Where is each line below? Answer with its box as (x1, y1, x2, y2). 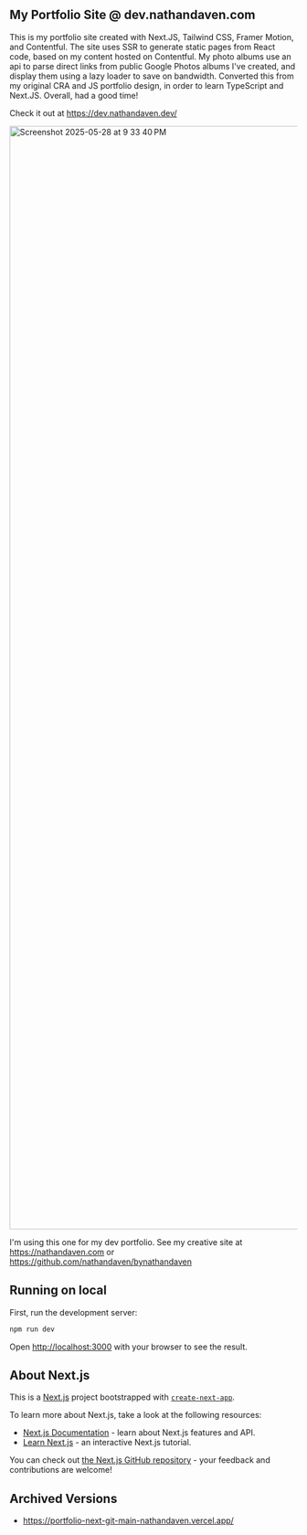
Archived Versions (9, 1490, 118, 1507)
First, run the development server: (9, 1306, 138, 1317)
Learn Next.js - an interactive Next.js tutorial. (22, 1437, 192, 1448)
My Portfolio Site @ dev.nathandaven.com (9, 7, 256, 23)
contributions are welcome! (9, 1465, 112, 1476)
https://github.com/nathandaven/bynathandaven (9, 1256, 192, 1267)
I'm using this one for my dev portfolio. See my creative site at (9, 1236, 243, 1247)
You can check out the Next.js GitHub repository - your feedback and (9, 1455, 271, 1466)
